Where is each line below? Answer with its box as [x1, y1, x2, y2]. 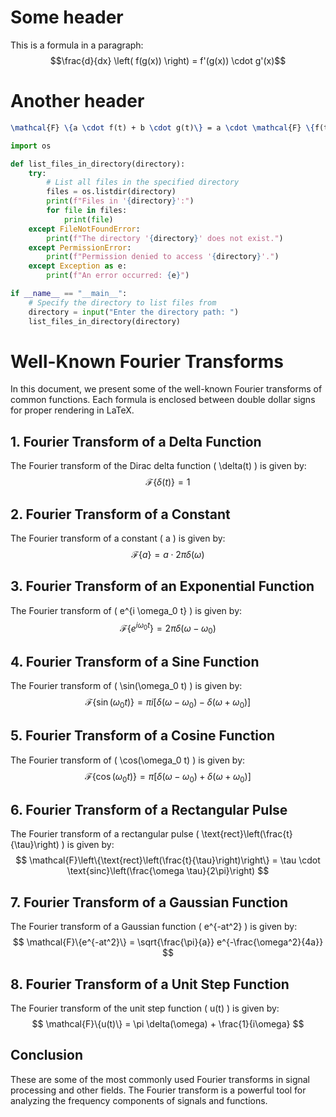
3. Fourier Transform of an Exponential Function [10, 578, 315, 595]
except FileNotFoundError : [28, 224, 141, 234]
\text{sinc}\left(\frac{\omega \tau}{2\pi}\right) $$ [66, 865, 270, 877]
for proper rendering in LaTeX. [10, 404, 135, 416]
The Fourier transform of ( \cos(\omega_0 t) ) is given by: [10, 754, 246, 766]
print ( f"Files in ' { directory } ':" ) [46, 196, 195, 206]
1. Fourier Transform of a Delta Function [10, 433, 262, 450]
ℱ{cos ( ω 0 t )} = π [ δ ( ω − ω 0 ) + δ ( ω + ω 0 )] [84, 770, 252, 785]
